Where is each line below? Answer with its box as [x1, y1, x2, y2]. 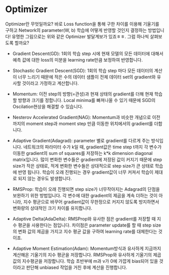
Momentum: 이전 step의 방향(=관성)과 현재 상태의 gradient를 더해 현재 [12, 91, 153, 97]
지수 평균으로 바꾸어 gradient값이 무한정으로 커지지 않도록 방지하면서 [23, 198, 159, 205]
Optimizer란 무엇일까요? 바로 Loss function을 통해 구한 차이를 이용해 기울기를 [5, 21, 160, 27]
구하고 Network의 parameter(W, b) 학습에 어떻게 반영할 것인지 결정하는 [5, 27, 147, 33]
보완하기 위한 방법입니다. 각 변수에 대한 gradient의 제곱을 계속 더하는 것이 [12, 192, 158, 198]
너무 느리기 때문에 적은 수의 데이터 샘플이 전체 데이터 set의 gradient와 [18, 74, 156, 80]
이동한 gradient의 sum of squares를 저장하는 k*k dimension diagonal [12, 150, 153, 156]
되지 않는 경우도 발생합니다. [18, 175, 72, 181]
